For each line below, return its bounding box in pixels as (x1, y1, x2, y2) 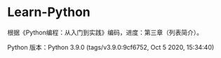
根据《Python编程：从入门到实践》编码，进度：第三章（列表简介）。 (7, 28, 203, 36)
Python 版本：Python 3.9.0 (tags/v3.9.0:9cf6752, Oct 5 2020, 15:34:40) (7, 43, 215, 51)
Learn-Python (7, 4, 91, 20)
